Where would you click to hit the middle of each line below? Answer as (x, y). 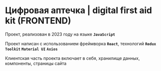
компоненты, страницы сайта (36, 63)
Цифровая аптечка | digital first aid (79, 10)
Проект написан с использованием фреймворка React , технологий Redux (81, 43)
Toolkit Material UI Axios (31, 49)
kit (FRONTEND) (38, 21)
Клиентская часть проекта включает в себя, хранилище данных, (72, 58)
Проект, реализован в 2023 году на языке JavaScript (60, 34)
